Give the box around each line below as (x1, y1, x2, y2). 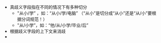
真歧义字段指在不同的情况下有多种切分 (9, 4, 87, 10)
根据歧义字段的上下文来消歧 (9, 29, 66, 34)
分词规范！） (21, 16, 47, 22)
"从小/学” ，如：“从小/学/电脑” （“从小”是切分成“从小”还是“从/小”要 (17, 10, 152, 16)
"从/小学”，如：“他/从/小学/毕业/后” (17, 22, 89, 28)
